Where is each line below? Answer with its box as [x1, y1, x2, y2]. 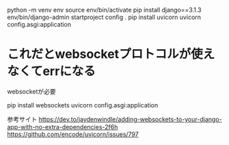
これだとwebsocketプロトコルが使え [7, 47, 215, 62]
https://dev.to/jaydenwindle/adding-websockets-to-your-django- [38, 115, 222, 123]
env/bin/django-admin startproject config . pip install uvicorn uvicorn [7, 13, 202, 21]
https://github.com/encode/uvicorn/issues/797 [7, 130, 139, 138]
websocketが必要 [7, 87, 56, 95]
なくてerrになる [7, 64, 96, 79]
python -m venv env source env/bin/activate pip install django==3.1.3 [7, 6, 202, 14]
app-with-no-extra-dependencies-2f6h [7, 122, 118, 131]
